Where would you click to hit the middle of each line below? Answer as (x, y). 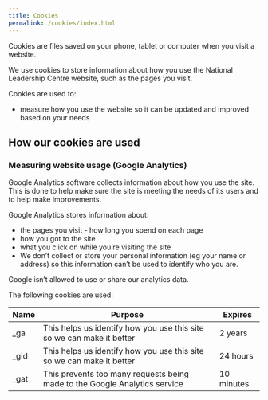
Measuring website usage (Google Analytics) (98, 165)
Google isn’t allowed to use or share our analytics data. (99, 280)
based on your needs (55, 117)
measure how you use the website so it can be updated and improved (134, 109)
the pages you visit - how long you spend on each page (111, 230)
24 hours (236, 356)
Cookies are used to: (42, 93)
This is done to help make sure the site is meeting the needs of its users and (134, 191)
